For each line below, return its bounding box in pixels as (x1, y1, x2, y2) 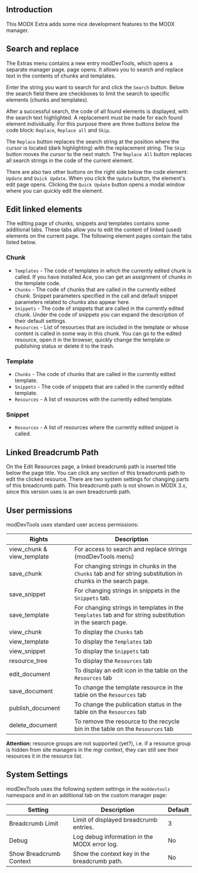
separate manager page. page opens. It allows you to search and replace (6, 66, 184, 73)
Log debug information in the (72, 832, 153, 840)
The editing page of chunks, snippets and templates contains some (6, 220, 170, 227)
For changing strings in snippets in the (74, 586, 180, 594)
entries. (72, 823, 94, 831)
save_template (9, 610, 49, 619)
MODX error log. (72, 840, 118, 848)
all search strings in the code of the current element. (6, 157, 134, 164)
